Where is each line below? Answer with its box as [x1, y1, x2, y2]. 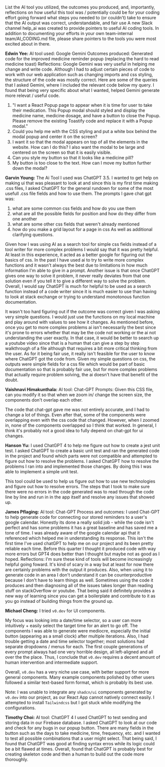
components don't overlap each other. [5, 397, 83, 403]
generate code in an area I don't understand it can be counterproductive [5, 572, 152, 578]
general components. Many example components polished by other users [5, 675, 155, 680]
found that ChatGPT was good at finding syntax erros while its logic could [5, 741, 155, 746]
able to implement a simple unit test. [5, 469, 79, 474]
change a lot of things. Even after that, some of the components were [5, 412, 146, 417]
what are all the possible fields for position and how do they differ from [12, 211, 156, 217]
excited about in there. [5, 41, 51, 46]
